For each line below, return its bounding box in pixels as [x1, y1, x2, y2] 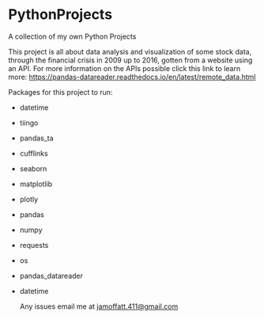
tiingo [19, 118, 39, 127]
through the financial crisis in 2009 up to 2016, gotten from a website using [8, 55, 253, 65]
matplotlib [19, 179, 53, 189]
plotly [19, 194, 39, 204]
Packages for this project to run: [8, 87, 113, 96]
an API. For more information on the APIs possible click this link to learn [8, 63, 241, 73]
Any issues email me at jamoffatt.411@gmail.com [19, 302, 179, 311]
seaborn [19, 163, 47, 173]
